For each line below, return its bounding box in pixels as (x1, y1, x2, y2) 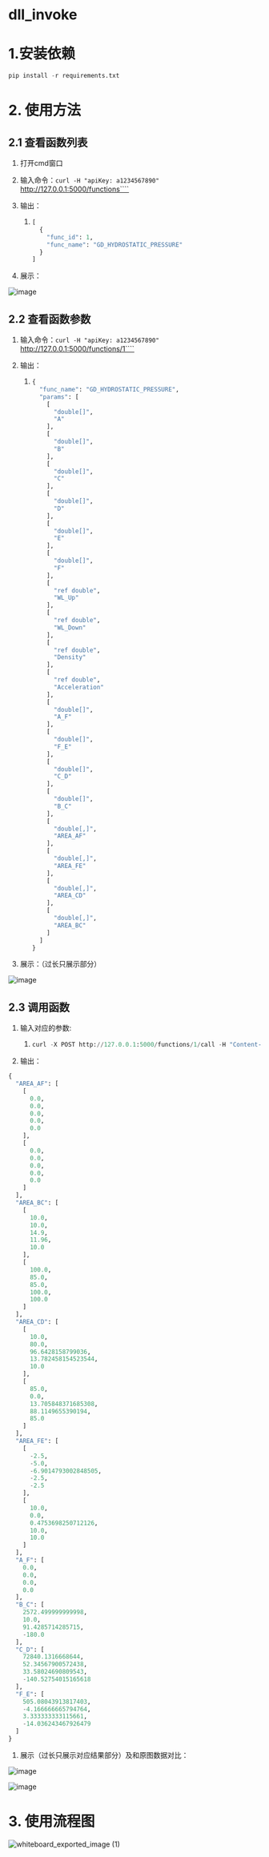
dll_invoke (8, 6, 78, 24)
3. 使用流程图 (8, 1812, 95, 1831)
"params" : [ (38, 392, 79, 401)
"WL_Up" (53, 594, 79, 602)
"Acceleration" (53, 683, 104, 691)
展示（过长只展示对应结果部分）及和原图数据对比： (19, 1750, 189, 1759)
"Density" (53, 653, 86, 661)
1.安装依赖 (8, 45, 76, 63)
